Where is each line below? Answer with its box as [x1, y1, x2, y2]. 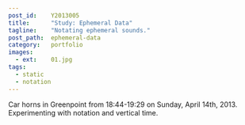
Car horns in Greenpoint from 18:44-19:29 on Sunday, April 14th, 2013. [8, 100, 238, 109]
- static [15, 70, 44, 78]
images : [8, 48, 34, 56]
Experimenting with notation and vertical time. [8, 108, 159, 117]
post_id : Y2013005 [8, 11, 80, 20]
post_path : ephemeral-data [8, 33, 101, 42]
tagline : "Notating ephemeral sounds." [8, 26, 151, 34]
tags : [8, 63, 26, 71]
